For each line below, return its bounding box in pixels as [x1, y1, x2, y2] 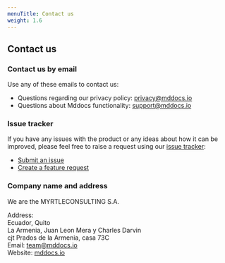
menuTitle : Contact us [7, 10, 74, 18]
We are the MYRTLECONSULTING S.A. [7, 197, 120, 205]
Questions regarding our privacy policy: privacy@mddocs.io [17, 94, 193, 102]
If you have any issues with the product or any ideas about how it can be [7, 135, 219, 143]
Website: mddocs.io [7, 248, 66, 257]
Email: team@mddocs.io [7, 240, 78, 249]
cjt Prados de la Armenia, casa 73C [7, 233, 109, 242]
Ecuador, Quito [7, 218, 51, 226]
